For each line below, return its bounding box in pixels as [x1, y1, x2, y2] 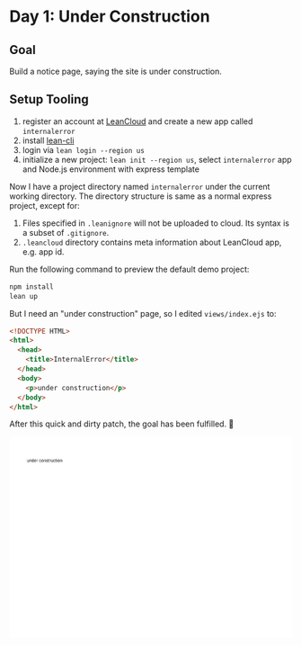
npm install [9, 282, 54, 291]
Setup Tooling [9, 92, 90, 107]
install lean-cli [22, 135, 75, 146]
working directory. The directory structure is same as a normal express [9, 191, 272, 202]
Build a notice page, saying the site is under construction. [9, 66, 222, 76]
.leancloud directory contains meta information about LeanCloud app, [22, 237, 282, 247]
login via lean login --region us [22, 144, 146, 155]
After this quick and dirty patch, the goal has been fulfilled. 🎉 [9, 418, 235, 429]
